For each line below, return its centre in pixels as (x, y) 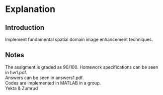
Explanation (30, 9)
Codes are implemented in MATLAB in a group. (53, 83)
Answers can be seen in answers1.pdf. (44, 78)
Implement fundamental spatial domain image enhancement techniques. (79, 39)
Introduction (25, 28)
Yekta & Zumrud (22, 88)
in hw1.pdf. (16, 72)
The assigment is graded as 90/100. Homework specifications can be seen (82, 67)
